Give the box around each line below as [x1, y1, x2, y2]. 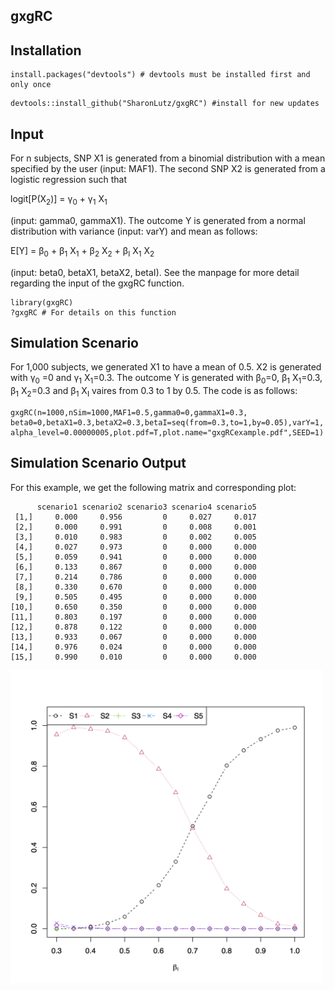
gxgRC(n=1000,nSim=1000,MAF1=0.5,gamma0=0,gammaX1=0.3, [10, 408, 248, 418]
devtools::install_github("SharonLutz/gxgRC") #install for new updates [10, 99, 320, 109]
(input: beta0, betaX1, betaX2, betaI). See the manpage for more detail [10, 266, 300, 278]
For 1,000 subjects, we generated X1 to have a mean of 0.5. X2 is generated [10, 361, 322, 373]
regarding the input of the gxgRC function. [10, 277, 185, 289]
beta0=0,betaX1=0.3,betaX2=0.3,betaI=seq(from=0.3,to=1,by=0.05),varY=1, [10, 418, 325, 428]
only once [10, 80, 52, 90]
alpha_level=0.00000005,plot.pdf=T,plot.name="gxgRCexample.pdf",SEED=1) [10, 428, 325, 438]
